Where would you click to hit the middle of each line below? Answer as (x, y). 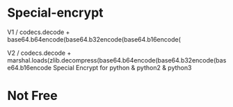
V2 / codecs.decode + (39, 53)
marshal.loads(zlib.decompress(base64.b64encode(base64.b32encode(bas (117, 60)
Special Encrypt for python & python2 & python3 (122, 67)
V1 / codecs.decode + (39, 32)
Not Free (32, 96)
